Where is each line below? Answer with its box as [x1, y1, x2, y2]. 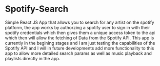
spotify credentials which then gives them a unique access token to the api [5, 30, 156, 35]
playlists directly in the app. [5, 55, 60, 61]
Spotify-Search [5, 3, 69, 15]
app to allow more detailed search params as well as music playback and [5, 50, 152, 56]
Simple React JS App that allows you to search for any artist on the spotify [5, 19, 155, 25]
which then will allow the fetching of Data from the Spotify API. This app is [5, 35, 154, 41]
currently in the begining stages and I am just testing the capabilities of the [5, 40, 155, 46]
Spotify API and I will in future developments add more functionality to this [5, 45, 155, 51]
